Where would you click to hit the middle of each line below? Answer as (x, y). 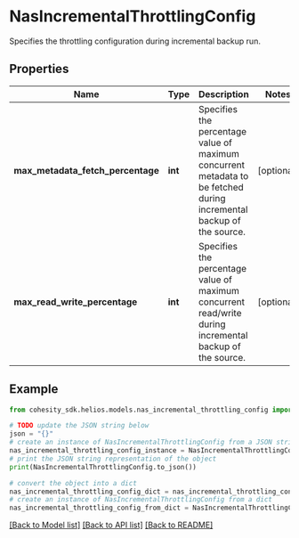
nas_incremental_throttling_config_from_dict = (99, 508)
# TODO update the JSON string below (79, 426)
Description (224, 94)
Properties (39, 69)
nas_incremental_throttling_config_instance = (97, 451)
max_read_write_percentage (76, 302)
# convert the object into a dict (73, 483)
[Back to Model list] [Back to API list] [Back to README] (111, 525)
